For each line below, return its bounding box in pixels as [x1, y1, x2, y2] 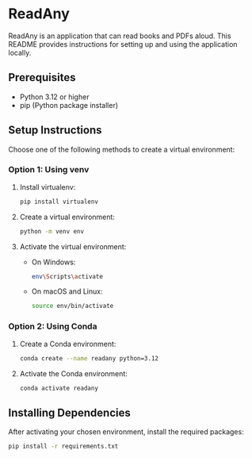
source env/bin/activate [31, 302, 114, 310]
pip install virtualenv [19, 198, 99, 206]
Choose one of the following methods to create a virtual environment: [8, 144, 235, 154]
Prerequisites [8, 71, 76, 84]
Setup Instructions [8, 124, 102, 137]
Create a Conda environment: [19, 339, 116, 348]
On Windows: [31, 257, 76, 267]
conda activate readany [19, 384, 99, 392]
